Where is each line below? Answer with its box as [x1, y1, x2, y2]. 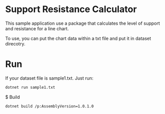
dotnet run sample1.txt [5, 85, 56, 90]
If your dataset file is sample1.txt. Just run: [5, 75, 94, 81]
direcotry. [5, 40, 25, 46]
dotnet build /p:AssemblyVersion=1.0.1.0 [5, 103, 94, 109]
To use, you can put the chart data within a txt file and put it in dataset [5, 35, 151, 41]
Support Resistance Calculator [5, 4, 137, 15]
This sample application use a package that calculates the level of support [5, 20, 160, 26]
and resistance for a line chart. [5, 25, 69, 31]
